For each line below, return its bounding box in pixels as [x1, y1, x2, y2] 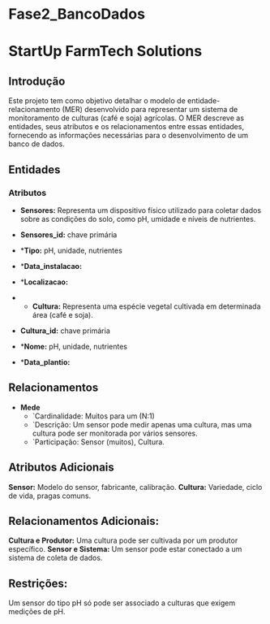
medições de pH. [8, 607, 66, 617]
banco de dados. [8, 139, 65, 149]
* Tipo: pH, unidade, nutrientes [19, 245, 123, 255]
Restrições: [8, 576, 68, 590]
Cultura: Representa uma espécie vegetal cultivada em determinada [32, 301, 261, 311]
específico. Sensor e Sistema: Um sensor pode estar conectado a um [8, 544, 242, 554]
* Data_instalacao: [19, 261, 83, 271]
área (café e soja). [32, 310, 93, 319]
